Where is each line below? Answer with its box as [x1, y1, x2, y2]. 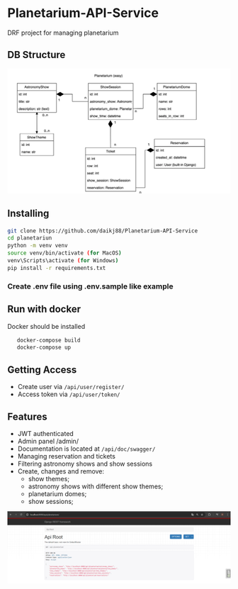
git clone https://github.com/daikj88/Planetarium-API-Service [7, 227, 198, 235]
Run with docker [7, 303, 81, 315]
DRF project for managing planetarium [7, 28, 119, 37]
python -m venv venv [7, 242, 69, 249]
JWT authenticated [17, 429, 74, 437]
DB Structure [7, 49, 66, 61]
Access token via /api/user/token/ [17, 390, 120, 398]
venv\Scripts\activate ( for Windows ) [7, 257, 119, 264]
